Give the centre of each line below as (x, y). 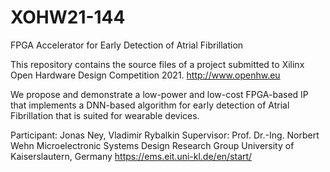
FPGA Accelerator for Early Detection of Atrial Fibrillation (127, 45)
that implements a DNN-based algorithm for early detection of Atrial (150, 105)
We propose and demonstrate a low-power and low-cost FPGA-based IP (159, 94)
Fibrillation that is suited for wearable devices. (105, 115)
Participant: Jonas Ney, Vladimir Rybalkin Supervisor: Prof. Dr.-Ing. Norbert (165, 135)
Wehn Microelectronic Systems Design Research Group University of (152, 145)
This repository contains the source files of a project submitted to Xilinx (157, 64)
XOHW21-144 (68, 17)
